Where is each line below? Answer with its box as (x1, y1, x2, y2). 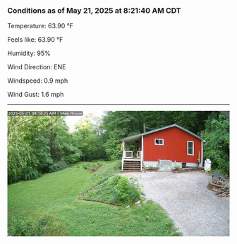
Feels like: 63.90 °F (7, 35, 63, 44)
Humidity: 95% (7, 49, 51, 58)
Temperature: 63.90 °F (7, 22, 74, 30)
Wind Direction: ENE (7, 63, 66, 71)
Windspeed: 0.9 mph (7, 76, 68, 85)
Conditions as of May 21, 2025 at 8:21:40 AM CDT (7, 6, 181, 16)
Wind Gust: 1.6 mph (7, 91, 64, 99)
